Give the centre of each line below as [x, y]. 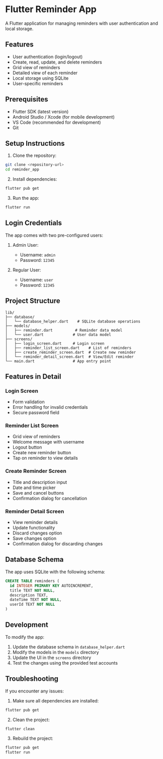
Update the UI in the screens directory [52, 658]
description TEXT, [29, 595]
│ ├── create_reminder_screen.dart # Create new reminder [71, 352]
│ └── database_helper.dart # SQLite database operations [73, 321]
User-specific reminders [38, 83]
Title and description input [40, 482]
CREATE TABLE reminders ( [32, 581]
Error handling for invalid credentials [50, 407]
